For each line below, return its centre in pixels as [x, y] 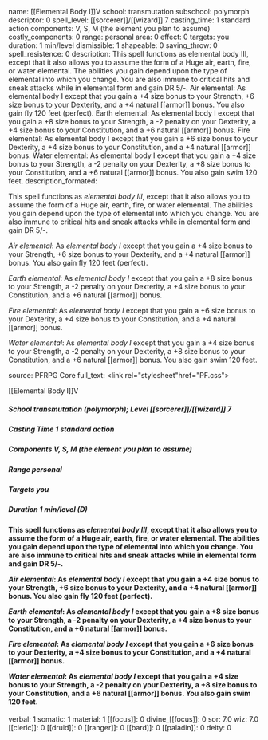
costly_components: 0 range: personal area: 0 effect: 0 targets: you [119, 37]
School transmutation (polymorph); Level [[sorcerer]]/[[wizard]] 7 [120, 409]
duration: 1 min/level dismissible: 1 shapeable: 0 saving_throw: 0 [113, 45]
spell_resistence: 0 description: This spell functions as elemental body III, [128, 54]
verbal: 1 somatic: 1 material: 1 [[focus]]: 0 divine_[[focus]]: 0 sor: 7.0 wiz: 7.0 [134, 719]
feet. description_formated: [53, 181]
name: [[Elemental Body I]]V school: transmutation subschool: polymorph [129, 12]
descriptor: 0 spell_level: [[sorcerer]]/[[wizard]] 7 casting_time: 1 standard [129, 20]
